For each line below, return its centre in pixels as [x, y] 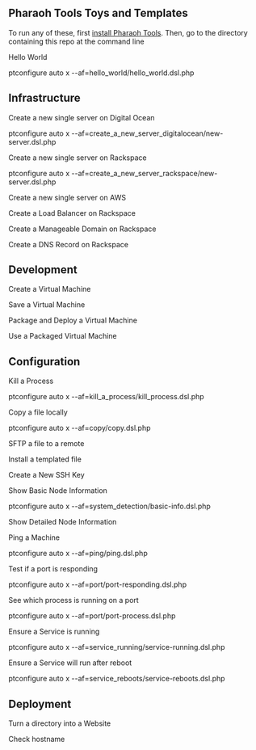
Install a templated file [45, 459]
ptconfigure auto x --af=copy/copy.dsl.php [80, 428]
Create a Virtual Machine [50, 289]
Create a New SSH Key [46, 475]
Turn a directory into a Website [60, 723]
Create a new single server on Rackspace [78, 158]
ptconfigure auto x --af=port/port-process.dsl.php [92, 616]
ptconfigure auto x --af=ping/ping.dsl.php [78, 554]
